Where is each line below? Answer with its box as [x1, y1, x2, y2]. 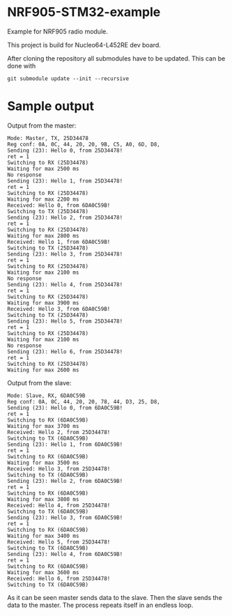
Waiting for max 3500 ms [7, 459, 79, 466]
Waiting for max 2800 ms [7, 232, 79, 239]
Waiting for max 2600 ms [7, 367, 79, 374]
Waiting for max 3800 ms [7, 495, 79, 502]
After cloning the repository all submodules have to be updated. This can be [7, 54, 226, 63]
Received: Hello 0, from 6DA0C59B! [7, 201, 111, 209]
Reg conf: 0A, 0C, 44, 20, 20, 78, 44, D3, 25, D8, [7, 398, 160, 405]
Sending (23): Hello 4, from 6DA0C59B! [7, 550, 123, 557]
